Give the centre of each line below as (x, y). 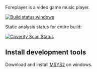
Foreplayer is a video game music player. (47, 7)
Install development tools (46, 52)
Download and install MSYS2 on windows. (49, 64)
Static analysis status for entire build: (43, 27)
